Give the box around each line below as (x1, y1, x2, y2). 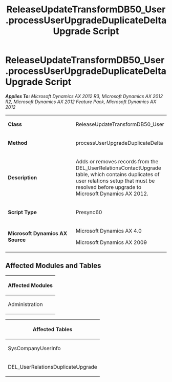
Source (8, 236, 26, 243)
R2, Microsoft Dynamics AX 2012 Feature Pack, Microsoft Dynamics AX (5, 99, 157, 105)
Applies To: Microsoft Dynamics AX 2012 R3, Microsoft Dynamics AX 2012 (5, 93, 163, 99)
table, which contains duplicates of (76, 170, 160, 178)
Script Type (8, 208, 37, 216)
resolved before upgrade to (76, 183, 142, 190)
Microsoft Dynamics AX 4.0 (76, 227, 142, 234)
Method (8, 139, 28, 146)
